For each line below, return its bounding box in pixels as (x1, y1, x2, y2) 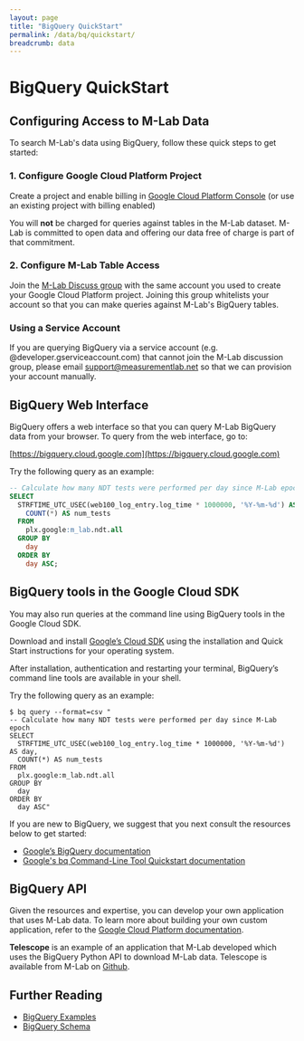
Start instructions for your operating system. (9, 645, 175, 656)
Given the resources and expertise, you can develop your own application (9, 905, 285, 916)
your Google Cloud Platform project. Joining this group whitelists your (9, 289, 270, 300)
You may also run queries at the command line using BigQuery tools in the (9, 608, 285, 619)
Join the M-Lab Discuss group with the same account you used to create (9, 280, 281, 291)
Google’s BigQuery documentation (22, 845, 151, 856)
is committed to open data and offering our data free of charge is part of (25, 227, 295, 238)
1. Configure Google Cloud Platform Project (9, 169, 202, 182)
